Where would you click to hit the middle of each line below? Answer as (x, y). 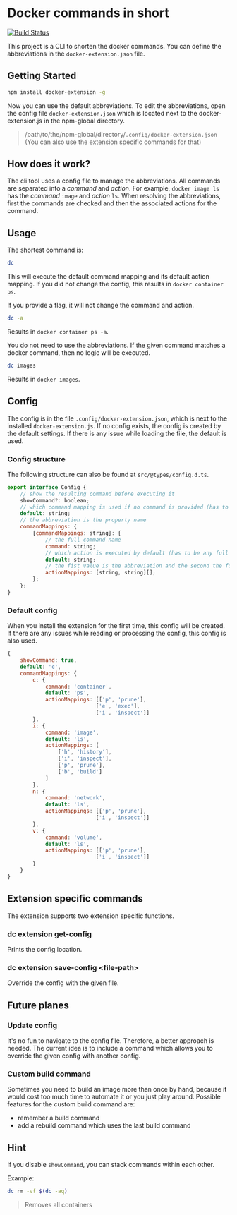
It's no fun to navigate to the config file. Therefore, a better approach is (111, 1040)
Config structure (36, 459)
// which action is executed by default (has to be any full (137, 553)
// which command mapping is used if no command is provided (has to (124, 507)
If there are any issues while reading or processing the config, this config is (117, 634)
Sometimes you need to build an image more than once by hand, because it (117, 1089)
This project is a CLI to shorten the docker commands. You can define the (115, 46)
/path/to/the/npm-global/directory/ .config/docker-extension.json (121, 134)
